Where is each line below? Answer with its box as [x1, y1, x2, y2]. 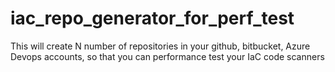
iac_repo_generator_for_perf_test [10, 7, 295, 30]
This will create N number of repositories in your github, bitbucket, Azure [10, 40, 311, 52]
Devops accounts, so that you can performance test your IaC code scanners [10, 50, 325, 62]
